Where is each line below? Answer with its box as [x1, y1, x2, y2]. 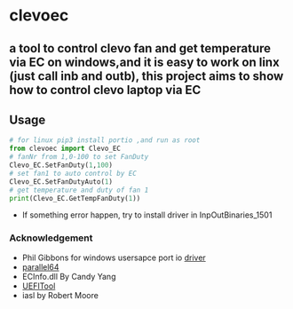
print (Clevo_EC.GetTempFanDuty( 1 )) [9, 194, 141, 202]
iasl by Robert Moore [21, 289, 99, 300]
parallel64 [21, 261, 59, 272]
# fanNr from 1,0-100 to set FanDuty [9, 153, 149, 162]
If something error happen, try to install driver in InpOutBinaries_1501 [21, 210, 273, 220]
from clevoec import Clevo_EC [9, 144, 122, 154]
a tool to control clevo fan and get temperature [9, 41, 272, 56]
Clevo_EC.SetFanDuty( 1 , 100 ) [9, 161, 114, 170]
